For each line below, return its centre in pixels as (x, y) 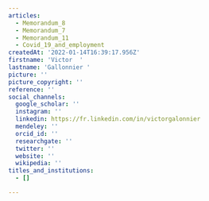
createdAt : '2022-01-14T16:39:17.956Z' (74, 52)
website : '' (35, 156)
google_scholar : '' (48, 104)
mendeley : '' (37, 126)
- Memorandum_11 (42, 38)
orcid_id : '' (37, 133)
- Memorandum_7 (41, 30)
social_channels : (37, 97)
